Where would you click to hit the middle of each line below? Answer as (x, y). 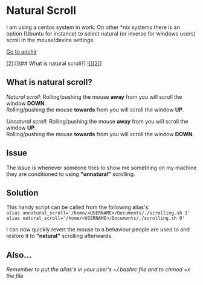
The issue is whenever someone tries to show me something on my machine (101, 168)
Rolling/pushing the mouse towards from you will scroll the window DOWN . (100, 134)
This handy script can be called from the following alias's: (78, 207)
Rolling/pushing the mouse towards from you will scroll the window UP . (95, 110)
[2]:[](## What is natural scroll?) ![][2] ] (54, 63)
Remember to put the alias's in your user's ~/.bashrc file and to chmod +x (98, 269)
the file (15, 276)
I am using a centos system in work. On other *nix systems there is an (93, 27)
